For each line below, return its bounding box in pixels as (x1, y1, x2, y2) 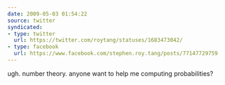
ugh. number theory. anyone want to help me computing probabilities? (7, 69, 214, 78)
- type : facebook (7, 43, 59, 50)
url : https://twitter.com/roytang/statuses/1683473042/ (14, 37, 183, 44)
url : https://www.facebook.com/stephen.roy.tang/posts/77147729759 (14, 50, 219, 57)
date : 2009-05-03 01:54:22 (7, 10, 88, 18)
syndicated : (7, 23, 43, 30)
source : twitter (7, 17, 56, 24)
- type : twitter (7, 30, 56, 38)
